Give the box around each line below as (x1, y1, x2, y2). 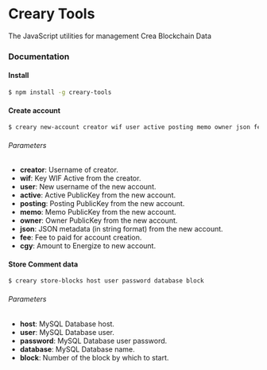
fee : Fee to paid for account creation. (19, 232, 142, 243)
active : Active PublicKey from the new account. (19, 190, 176, 200)
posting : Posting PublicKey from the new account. (19, 199, 185, 208)
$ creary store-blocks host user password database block (8, 277, 204, 285)
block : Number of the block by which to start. (19, 352, 169, 362)
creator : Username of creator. (19, 165, 119, 175)
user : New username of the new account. (19, 182, 157, 192)
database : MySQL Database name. (19, 344, 135, 354)
